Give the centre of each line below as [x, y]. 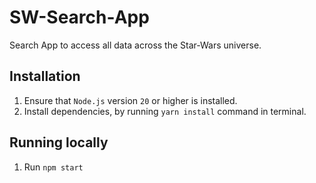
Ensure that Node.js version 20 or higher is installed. [130, 100]
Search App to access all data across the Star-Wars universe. [135, 45]
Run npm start [53, 167]
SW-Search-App [79, 17]
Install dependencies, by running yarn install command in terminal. [165, 111]
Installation [45, 76]
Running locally [59, 142]
